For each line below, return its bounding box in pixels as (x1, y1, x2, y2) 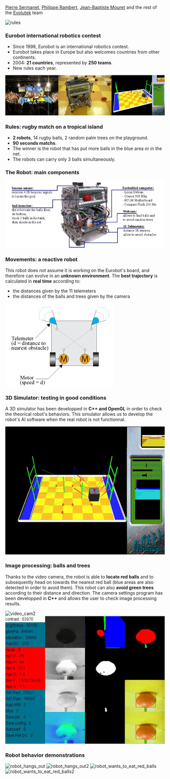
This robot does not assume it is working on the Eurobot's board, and (5, 267, 150, 274)
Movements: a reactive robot (5, 256, 78, 263)
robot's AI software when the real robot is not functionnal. (5, 416, 125, 422)
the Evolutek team (5, 10, 43, 16)
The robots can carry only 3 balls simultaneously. (12, 157, 116, 163)
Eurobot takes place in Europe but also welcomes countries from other (12, 49, 160, 55)
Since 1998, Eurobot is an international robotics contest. (12, 44, 129, 50)
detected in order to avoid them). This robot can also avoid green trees (5, 585, 154, 591)
